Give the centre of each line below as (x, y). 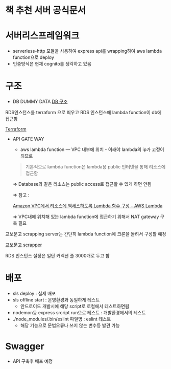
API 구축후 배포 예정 (33, 361)
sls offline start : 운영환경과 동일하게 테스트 (56, 300)
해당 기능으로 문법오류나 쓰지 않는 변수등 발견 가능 (70, 325)
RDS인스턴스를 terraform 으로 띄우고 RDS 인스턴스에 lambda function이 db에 (83, 113)
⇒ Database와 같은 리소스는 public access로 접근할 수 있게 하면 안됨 (82, 184)
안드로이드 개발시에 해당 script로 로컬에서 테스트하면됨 (75, 306)
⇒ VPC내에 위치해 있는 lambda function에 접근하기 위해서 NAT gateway (86, 217)
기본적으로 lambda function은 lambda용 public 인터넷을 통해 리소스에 (95, 167)
